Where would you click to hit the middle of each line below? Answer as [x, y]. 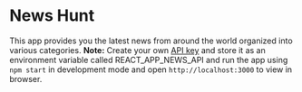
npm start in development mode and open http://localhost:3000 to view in [151, 69]
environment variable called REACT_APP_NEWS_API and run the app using [149, 60]
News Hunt [52, 16]
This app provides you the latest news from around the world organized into [151, 41]
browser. [26, 78]
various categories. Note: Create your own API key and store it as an [137, 50]
